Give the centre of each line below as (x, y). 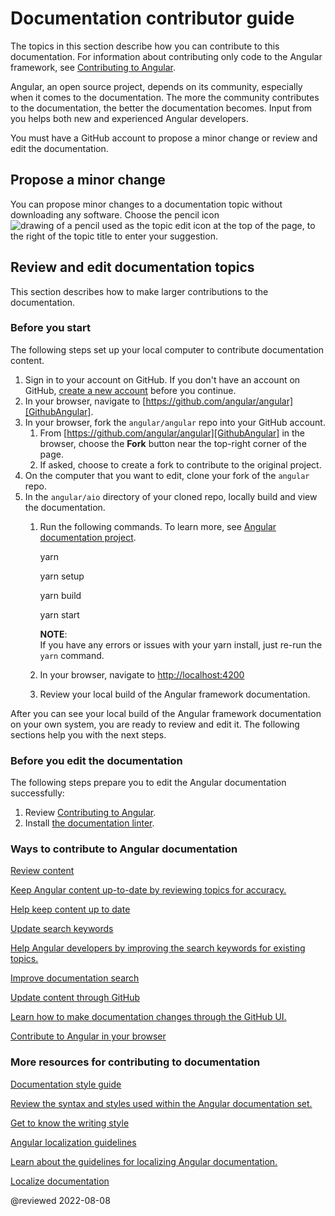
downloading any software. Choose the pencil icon (115, 214)
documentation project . (88, 537)
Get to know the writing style (70, 1123)
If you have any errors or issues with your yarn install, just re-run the (181, 644)
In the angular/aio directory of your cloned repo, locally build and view (171, 496)
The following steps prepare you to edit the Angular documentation (148, 783)
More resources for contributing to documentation (135, 1062)
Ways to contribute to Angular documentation (124, 849)
